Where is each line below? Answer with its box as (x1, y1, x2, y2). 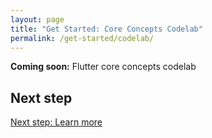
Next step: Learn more (10, 116, 103, 128)
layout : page (10, 14, 65, 25)
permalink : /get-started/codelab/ (10, 33, 155, 43)
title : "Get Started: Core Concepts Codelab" (10, 24, 203, 34)
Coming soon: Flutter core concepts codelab (10, 61, 197, 73)
